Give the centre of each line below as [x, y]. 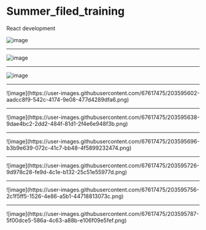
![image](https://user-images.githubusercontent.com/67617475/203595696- [103, 141]
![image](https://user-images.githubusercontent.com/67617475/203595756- [103, 190]
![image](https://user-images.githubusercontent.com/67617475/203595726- [103, 165]
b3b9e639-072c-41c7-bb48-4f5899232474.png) [69, 148]
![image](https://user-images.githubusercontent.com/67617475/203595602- [103, 93]
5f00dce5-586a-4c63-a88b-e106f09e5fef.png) [67, 220]
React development [31, 28]
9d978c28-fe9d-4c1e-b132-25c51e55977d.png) [67, 172]
